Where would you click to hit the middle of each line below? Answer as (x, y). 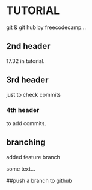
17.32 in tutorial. (26, 61)
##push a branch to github (39, 180)
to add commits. (26, 123)
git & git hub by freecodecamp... (46, 27)
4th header (23, 110)
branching (26, 142)
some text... (21, 169)
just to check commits (34, 94)
